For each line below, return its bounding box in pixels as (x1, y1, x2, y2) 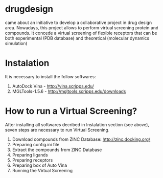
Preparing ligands (12, 152, 48, 157)
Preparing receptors (12, 157, 53, 163)
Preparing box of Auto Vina (12, 162, 67, 168)
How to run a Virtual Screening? (5, 106, 138, 117)
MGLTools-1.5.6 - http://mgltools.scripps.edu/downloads (12, 88, 126, 94)
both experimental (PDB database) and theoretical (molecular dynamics (5, 35, 149, 41)
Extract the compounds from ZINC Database (12, 147, 102, 153)
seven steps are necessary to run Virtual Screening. (5, 127, 110, 133)
